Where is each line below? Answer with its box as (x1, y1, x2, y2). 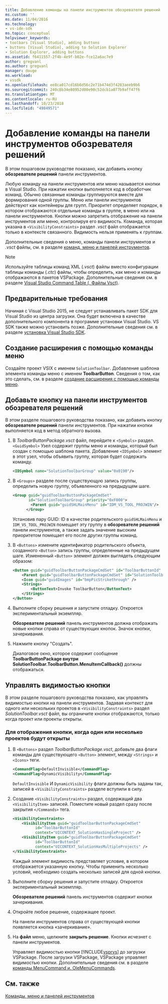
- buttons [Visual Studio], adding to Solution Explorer (5, 45, 127, 50)
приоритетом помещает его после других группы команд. (12, 532, 138, 538)
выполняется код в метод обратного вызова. (5, 428, 102, 434)
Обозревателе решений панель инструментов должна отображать (12, 620, 158, 626)
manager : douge (5, 69, 37, 74)
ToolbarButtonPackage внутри (12, 656, 79, 662)
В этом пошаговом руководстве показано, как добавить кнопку (5, 165, 143, 171)
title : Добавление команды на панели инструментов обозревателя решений (5, 7, 160, 13)
